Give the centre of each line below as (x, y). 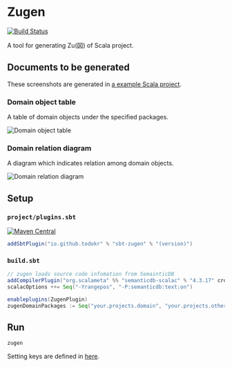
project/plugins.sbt (42, 217)
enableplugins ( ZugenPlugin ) (48, 299)
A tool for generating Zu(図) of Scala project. (70, 45)
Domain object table (41, 102)
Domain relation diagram (49, 148)
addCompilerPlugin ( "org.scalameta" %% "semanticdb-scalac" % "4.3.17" (111, 281)
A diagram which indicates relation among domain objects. (90, 163)
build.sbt (23, 260)
